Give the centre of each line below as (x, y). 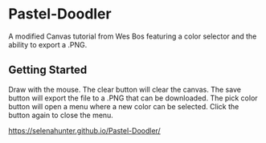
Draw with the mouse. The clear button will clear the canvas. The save (125, 89)
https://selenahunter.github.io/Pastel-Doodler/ (84, 130)
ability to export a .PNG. (48, 44)
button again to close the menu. (61, 115)
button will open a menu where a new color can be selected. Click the (124, 106)
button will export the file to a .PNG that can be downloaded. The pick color (133, 98)
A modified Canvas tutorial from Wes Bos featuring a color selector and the (133, 36)
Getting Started (48, 70)
